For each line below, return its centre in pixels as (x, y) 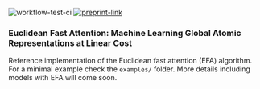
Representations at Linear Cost (70, 42)
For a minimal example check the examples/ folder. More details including (130, 69)
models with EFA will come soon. (63, 78)
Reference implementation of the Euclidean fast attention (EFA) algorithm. (130, 61)
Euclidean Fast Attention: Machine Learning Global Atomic (125, 33)
